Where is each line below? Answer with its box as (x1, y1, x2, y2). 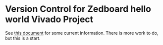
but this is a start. (5, 35, 41, 41)
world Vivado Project (5, 14, 94, 25)
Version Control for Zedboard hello (5, 3, 151, 15)
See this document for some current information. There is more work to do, (5, 30, 159, 36)
